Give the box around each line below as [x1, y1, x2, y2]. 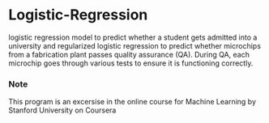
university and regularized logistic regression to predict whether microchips [8, 40, 262, 50]
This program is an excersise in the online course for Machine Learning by [8, 97, 257, 107]
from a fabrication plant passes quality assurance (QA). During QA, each [8, 49, 250, 59]
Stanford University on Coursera [8, 105, 117, 115]
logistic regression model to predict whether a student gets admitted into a [8, 32, 258, 42]
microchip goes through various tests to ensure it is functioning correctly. [8, 58, 254, 68]
